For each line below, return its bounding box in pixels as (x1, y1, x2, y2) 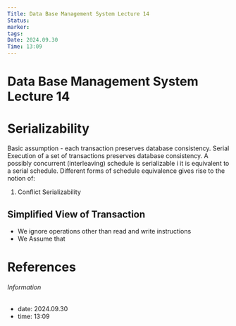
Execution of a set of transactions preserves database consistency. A (7, 152, 209, 160)
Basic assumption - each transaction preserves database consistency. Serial (7, 144, 230, 152)
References (7, 259, 76, 275)
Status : (7, 17, 30, 24)
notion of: (7, 174, 35, 183)
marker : (7, 23, 30, 30)
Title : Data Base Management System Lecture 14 (7, 10, 150, 18)
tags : (7, 30, 23, 37)
